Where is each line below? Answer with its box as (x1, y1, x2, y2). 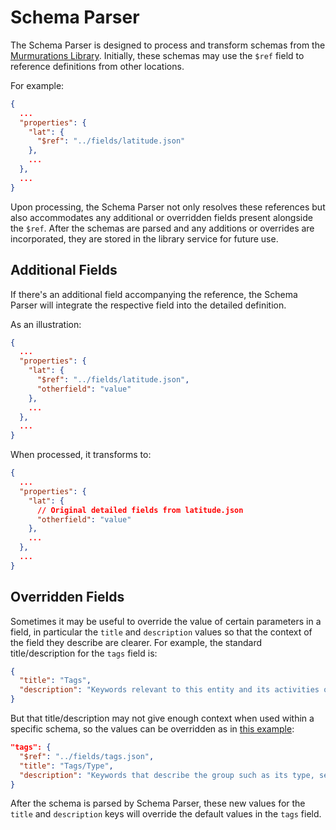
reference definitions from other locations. (10, 60, 185, 72)
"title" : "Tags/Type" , (19, 761, 114, 771)
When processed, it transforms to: (10, 449, 152, 461)
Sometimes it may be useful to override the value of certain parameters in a (10, 615, 322, 627)
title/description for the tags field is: (10, 647, 158, 659)
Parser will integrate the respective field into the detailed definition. (10, 299, 287, 311)
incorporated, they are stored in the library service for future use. (10, 232, 279, 245)
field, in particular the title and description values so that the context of (10, 626, 313, 638)
